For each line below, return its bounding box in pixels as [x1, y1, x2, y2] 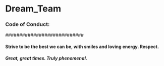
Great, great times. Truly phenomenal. [5, 55, 87, 61]
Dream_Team [5, 3, 62, 14]
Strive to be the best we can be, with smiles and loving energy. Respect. [5, 43, 159, 50]
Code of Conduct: [5, 21, 50, 28]
